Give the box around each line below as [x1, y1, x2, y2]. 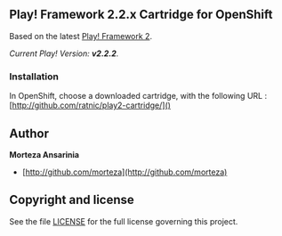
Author [9, 126, 49, 141]
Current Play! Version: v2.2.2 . [9, 48, 119, 59]
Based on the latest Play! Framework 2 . [9, 30, 153, 41]
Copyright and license [9, 192, 135, 208]
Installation [9, 70, 60, 83]
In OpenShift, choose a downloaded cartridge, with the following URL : [9, 91, 268, 102]
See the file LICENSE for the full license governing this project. [9, 216, 238, 226]
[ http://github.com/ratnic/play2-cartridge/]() [9, 100, 172, 110]
